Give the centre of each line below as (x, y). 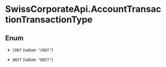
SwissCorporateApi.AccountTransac (83, 9)
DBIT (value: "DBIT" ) (33, 60)
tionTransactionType (49, 20)
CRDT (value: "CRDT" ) (33, 50)
